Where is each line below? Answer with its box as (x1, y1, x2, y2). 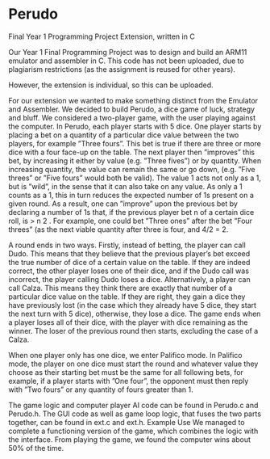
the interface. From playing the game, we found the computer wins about (8, 434, 251, 444)
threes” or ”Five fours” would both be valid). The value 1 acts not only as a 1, (8, 173, 262, 183)
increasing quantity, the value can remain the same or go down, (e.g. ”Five (8, 164, 255, 174)
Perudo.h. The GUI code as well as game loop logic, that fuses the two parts (8, 409, 262, 419)
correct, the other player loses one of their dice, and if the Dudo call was (8, 266, 250, 276)
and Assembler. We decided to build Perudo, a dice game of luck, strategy (8, 104, 255, 114)
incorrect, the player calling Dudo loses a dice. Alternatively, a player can (8, 274, 251, 284)
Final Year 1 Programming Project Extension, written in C (8, 32, 195, 41)
